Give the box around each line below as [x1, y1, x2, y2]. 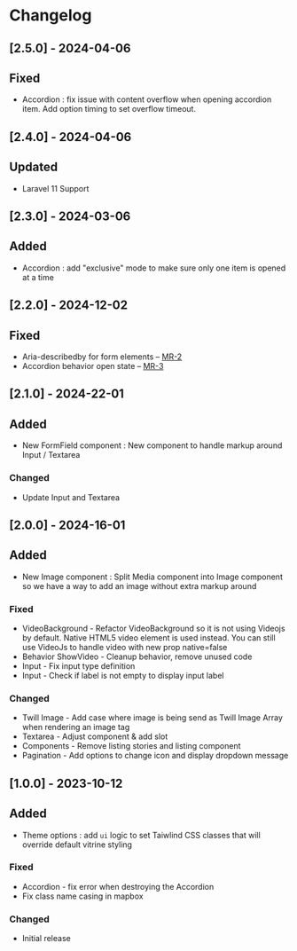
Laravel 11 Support [21, 183, 90, 193]
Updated [9, 160, 59, 175]
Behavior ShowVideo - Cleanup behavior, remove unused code [21, 651, 253, 662]
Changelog [9, 5, 92, 26]
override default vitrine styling [21, 839, 133, 850]
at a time [21, 271, 55, 282]
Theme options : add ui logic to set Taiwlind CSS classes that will [21, 829, 262, 840]
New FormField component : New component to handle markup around [21, 440, 283, 451]
